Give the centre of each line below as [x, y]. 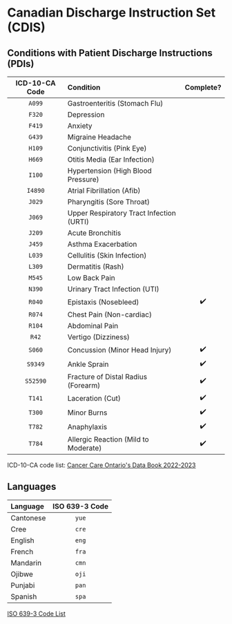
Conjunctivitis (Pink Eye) [107, 148]
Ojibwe [22, 574]
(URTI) [78, 221]
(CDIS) [27, 27]
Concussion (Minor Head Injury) [119, 350]
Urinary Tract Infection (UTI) [114, 289]
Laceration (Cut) [94, 398]
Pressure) [83, 179]
